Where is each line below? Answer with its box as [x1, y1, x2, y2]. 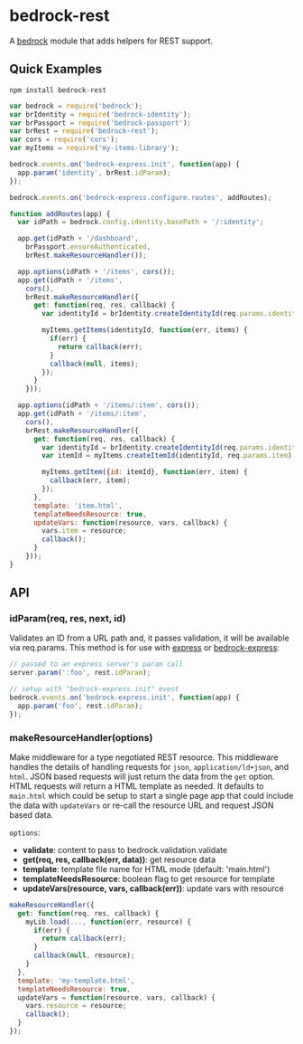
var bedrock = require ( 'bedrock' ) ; [9, 101, 143, 110]
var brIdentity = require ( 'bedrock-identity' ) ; [9, 109, 192, 119]
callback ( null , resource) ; [32, 951, 135, 960]
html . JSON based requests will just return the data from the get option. [9, 771, 275, 782]
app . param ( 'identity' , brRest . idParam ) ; [17, 168, 171, 177]
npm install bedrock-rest [9, 85, 106, 95]
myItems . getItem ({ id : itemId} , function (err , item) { [41, 468, 248, 477]
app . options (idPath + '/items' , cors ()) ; [17, 267, 176, 276]
